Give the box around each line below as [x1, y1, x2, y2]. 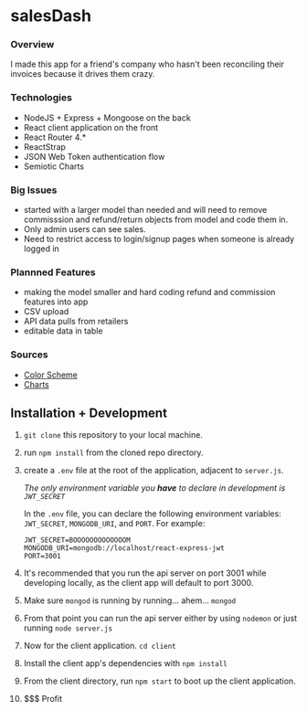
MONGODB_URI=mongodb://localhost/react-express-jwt [23, 544, 225, 553]
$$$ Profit [23, 694, 63, 705]
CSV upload [23, 306, 69, 317]
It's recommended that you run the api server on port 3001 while [23, 568, 267, 578]
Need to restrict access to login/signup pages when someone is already [23, 234, 295, 245]
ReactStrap [23, 141, 67, 152]
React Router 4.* [23, 132, 87, 143]
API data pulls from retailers [23, 316, 129, 327]
